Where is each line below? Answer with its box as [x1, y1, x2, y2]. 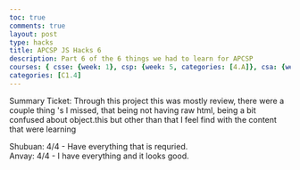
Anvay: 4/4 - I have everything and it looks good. [9, 150, 189, 161]
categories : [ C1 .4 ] [9, 71, 82, 80]
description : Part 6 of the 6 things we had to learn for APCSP [9, 54, 254, 63]
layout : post [9, 29, 58, 38]
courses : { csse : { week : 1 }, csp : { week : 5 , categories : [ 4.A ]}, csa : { [9, 63, 286, 72]
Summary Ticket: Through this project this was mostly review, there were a [9, 95, 285, 106]
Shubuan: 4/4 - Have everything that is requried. [9, 141, 188, 151]
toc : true [9, 12, 46, 22]
